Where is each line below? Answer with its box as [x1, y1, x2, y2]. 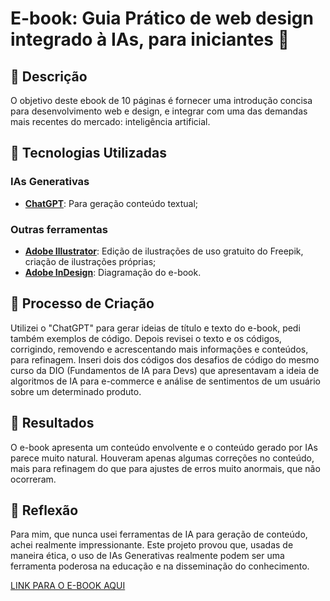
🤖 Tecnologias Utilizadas [10, 145, 167, 162]
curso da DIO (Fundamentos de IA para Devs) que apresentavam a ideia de [10, 364, 320, 376]
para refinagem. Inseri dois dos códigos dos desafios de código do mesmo [10, 353, 320, 366]
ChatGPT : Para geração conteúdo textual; [24, 197, 199, 209]
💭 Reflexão [10, 502, 79, 519]
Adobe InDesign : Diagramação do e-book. [24, 266, 202, 278]
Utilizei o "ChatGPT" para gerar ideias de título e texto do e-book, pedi [10, 322, 301, 334]
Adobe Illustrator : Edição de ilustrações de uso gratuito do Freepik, [24, 245, 304, 257]
